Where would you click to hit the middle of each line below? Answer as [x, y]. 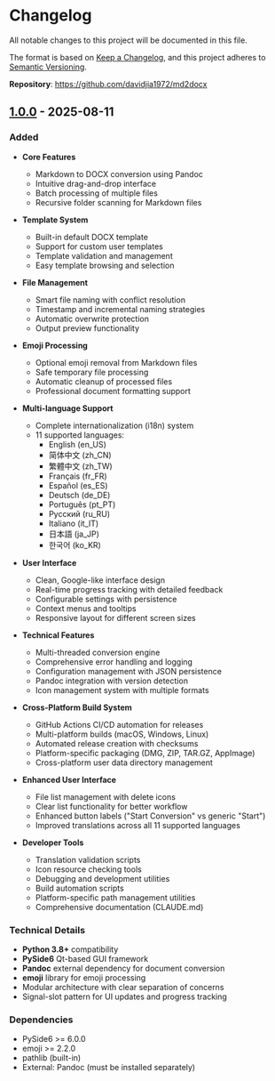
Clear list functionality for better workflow [111, 806]
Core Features [49, 157]
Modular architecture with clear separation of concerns [123, 987]
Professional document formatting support [113, 391]
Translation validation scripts [88, 859]
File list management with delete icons [105, 796]
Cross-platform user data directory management [124, 762]
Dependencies [41, 1020]
